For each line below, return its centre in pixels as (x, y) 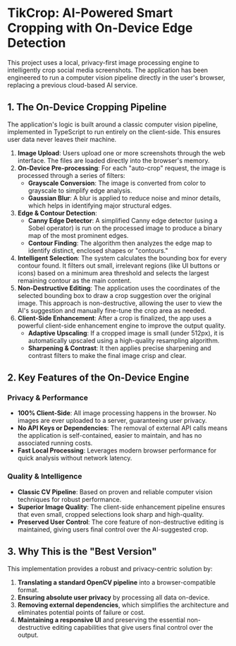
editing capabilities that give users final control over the (132, 627)
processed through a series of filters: (71, 175)
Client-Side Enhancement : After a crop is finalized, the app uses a (114, 318)
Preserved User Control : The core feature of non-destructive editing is (120, 522)
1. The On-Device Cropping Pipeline (87, 107)
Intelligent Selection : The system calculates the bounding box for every (122, 258)
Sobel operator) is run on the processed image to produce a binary (125, 228)
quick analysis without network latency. (75, 458)
